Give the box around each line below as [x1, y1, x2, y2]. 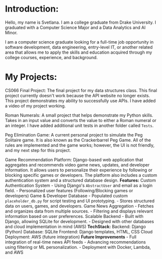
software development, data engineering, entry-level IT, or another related [5, 44, 153, 50]
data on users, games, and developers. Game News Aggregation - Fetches [5, 203, 154, 209]
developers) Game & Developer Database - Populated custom [5, 193, 128, 198]
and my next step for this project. [5, 147, 71, 153]
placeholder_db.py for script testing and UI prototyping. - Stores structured [5, 198, 155, 204]
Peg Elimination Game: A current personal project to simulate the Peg [5, 132, 143, 137]
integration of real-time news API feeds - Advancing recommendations [5, 239, 146, 245]
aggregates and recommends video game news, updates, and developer [5, 162, 150, 168]
